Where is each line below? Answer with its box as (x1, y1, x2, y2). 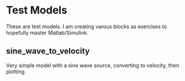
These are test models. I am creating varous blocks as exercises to (6, 23, 167, 30)
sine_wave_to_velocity (6, 46, 90, 56)
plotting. (6, 68, 26, 75)
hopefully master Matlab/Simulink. (6, 29, 89, 36)
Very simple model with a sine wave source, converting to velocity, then (6, 62, 180, 69)
